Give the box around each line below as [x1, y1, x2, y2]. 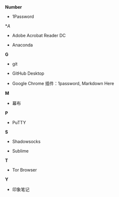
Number [5, 4, 22, 10]
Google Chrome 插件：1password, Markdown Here [12, 81, 115, 86]
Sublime [12, 148, 29, 153]
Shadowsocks [12, 139, 40, 144]
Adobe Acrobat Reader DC [12, 33, 66, 38]
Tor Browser [12, 167, 37, 173]
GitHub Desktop [12, 70, 45, 76]
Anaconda [12, 42, 33, 48]
